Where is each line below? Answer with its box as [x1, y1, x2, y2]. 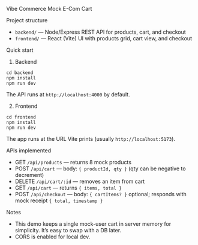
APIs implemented [6, 147, 52, 154]
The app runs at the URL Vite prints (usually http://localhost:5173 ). [6, 135, 176, 142]
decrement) [14, 172, 44, 178]
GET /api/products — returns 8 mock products [14, 159, 132, 166]
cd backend [6, 70, 34, 76]
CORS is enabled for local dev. [14, 233, 91, 240]
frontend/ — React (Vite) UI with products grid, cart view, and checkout [14, 35, 192, 42]
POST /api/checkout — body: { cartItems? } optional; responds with [14, 191, 187, 197]
